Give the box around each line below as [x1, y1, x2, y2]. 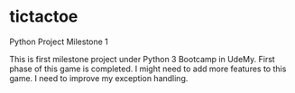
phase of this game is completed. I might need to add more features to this [9, 63, 287, 74]
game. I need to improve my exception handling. [9, 72, 189, 83]
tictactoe [9, 6, 78, 27]
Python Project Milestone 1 [9, 36, 108, 47]
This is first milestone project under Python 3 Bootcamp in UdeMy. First [9, 53, 275, 64]
